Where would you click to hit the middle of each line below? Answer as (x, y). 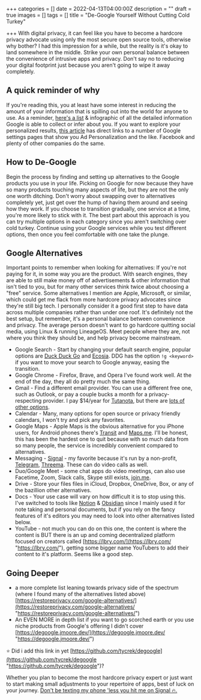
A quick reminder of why (53, 91)
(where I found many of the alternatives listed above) (80, 594)
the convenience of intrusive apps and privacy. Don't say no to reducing (95, 59)
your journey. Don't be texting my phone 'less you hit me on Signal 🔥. (92, 690)
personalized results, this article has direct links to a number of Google (94, 130)
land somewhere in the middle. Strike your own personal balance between (98, 52)
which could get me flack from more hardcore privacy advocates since (94, 300)
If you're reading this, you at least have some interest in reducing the (91, 105)
